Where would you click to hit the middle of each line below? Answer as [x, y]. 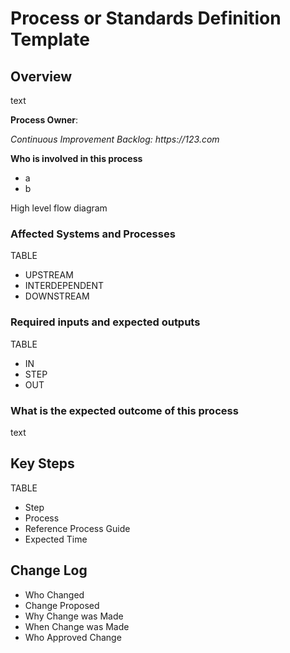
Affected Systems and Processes [93, 234]
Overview [41, 76]
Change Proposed [62, 605]
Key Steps [42, 463]
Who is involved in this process [76, 158]
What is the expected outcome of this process [124, 410]
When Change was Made [77, 626]
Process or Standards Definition [146, 18]
